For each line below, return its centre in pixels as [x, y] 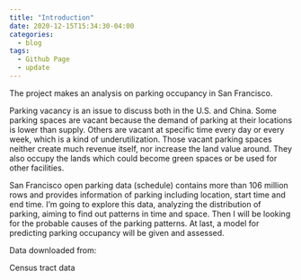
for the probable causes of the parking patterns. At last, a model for [134, 223]
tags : [19, 51]
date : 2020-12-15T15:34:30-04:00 [72, 26]
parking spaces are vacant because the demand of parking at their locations [151, 120]
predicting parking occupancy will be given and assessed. [117, 232]
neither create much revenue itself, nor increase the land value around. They [151, 148]
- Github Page [44, 59]
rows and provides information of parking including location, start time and [147, 195]
